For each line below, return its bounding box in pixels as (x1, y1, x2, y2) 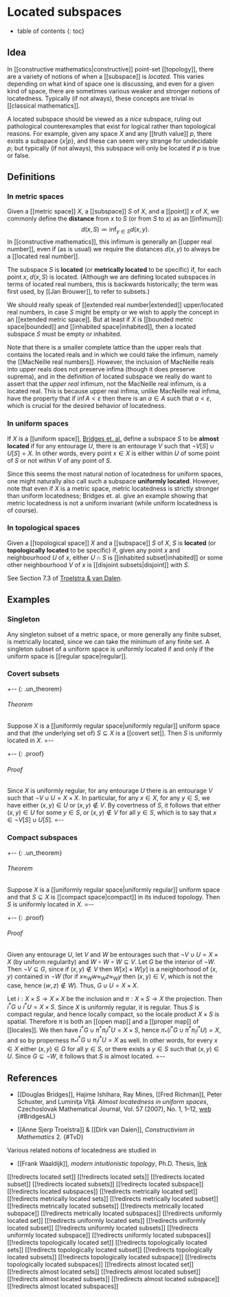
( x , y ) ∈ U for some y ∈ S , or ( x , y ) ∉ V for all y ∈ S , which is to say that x (7, 808, 217, 817)
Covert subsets (7, 669, 60, 678)
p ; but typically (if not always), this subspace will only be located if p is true (7, 144, 220, 152)
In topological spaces (7, 523, 80, 533)
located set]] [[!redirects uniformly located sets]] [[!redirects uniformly (7, 1217, 206, 1225)
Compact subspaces (7, 833, 78, 842)
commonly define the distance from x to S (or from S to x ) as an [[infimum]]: (7, 214, 224, 223)
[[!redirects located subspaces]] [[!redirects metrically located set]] (7, 1187, 198, 1195)
